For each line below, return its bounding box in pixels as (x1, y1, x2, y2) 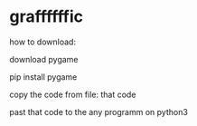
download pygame (9, 53, 79, 64)
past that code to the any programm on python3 (9, 106, 188, 117)
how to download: (9, 36, 77, 47)
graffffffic (9, 6, 84, 27)
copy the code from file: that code (9, 89, 136, 100)
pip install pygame (9, 71, 78, 82)
